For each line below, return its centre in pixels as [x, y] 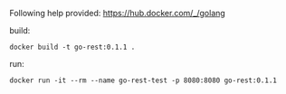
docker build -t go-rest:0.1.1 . [72, 47]
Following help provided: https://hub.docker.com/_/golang [118, 13]
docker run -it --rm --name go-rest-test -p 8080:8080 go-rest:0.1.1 [143, 80]
